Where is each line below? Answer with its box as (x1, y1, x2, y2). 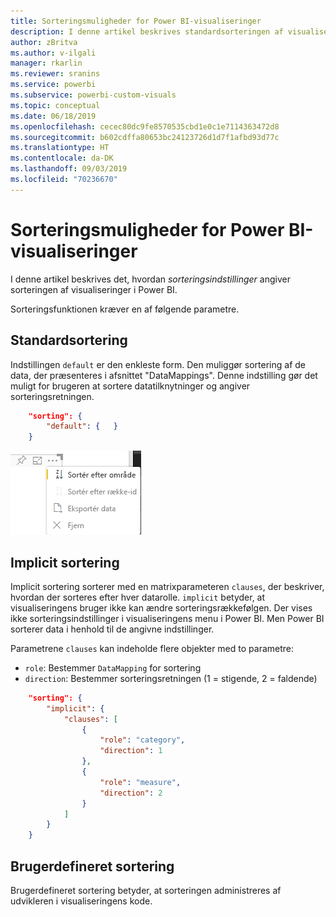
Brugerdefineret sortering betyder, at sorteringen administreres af (10, 885, 282, 896)
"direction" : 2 (99, 788, 163, 798)
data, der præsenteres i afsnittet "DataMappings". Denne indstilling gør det (10, 369, 318, 381)
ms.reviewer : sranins (10, 69, 101, 79)
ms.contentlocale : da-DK (10, 153, 114, 164)
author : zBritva (10, 37, 78, 47)
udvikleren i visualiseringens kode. (10, 895, 153, 907)
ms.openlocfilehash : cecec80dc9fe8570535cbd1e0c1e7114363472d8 (10, 121, 280, 132)
